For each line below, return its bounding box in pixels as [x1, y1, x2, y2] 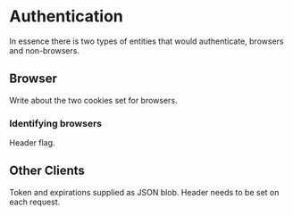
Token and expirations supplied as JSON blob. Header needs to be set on [9, 187, 280, 197]
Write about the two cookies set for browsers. [9, 95, 178, 105]
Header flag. [9, 137, 55, 148]
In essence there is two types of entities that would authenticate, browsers [9, 36, 284, 46]
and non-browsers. [9, 45, 80, 55]
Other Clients [9, 163, 85, 179]
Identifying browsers [9, 117, 103, 129]
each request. [9, 196, 61, 207]
